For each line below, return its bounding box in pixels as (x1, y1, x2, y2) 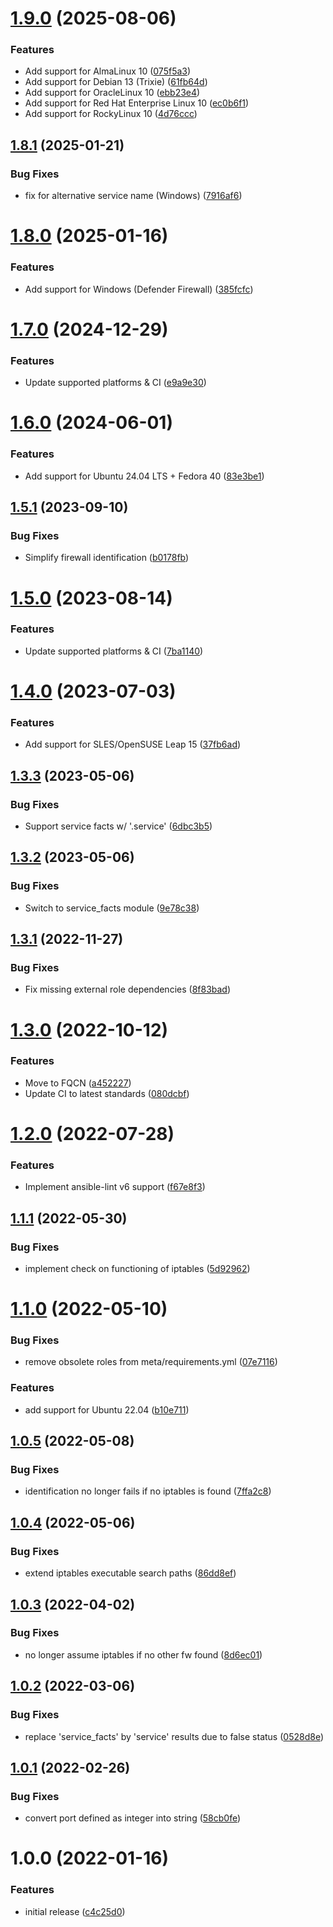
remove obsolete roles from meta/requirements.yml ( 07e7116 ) (24, 1356, 278, 1368)
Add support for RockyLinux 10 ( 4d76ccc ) (24, 108, 198, 120)
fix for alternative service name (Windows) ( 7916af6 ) (24, 190, 243, 202)
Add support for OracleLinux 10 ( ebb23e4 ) (24, 87, 201, 99)
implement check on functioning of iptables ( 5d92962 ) (24, 1263, 251, 1274)
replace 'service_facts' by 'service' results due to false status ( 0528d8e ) (24, 1730, 324, 1742)
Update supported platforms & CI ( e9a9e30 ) (24, 377, 207, 389)
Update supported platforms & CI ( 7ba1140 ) (24, 645, 204, 657)
